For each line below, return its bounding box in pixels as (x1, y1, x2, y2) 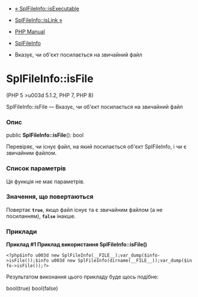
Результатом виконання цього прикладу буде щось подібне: (6, 273, 159, 280)
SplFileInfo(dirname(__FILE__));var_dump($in (78, 258, 193, 264)
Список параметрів (6, 164, 66, 173)
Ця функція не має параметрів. (6, 178, 85, 185)
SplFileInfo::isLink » (14, 17, 63, 23)
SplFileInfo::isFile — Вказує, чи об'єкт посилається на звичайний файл (6, 103, 183, 110)
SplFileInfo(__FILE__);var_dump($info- (62, 252, 161, 258)
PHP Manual (14, 28, 46, 35)
